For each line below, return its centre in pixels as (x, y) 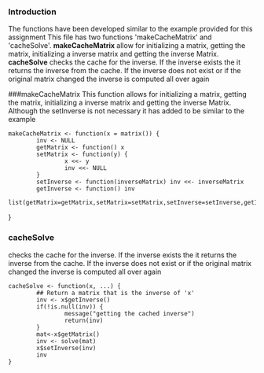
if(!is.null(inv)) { (70, 307)
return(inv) (84, 320)
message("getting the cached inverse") (129, 313)
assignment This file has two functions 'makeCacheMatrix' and (110, 37)
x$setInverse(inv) (66, 348)
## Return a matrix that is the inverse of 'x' (115, 293)
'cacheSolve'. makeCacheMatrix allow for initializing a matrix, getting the (127, 46)
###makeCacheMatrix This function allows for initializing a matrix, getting (128, 94)
